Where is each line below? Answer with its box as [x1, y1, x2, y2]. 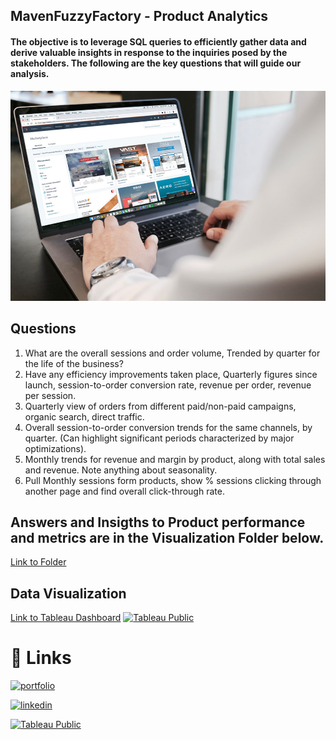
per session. [24, 389, 77, 401]
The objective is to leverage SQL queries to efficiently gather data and [10, 35, 307, 48]
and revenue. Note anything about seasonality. [24, 464, 218, 476]
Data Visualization [10, 585, 127, 602]
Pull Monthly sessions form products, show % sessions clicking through [24, 474, 322, 486]
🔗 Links [10, 647, 72, 669]
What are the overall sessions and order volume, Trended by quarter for [24, 347, 321, 359]
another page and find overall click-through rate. [24, 485, 225, 497]
